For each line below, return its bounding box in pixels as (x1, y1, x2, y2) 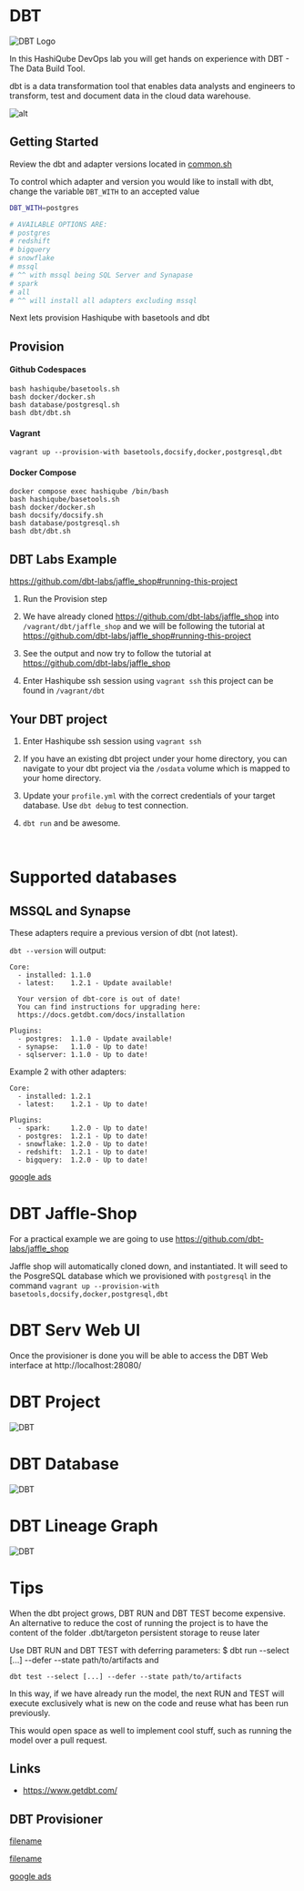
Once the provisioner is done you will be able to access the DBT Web (9, 1349, 269, 1361)
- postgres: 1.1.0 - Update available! (17, 1034, 173, 1043)
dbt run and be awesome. (22, 818, 121, 829)
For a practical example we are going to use (9, 1233, 174, 1244)
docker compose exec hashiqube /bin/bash (9, 487, 169, 496)
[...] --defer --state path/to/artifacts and (9, 1654, 159, 1665)
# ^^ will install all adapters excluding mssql (9, 296, 198, 305)
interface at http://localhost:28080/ (9, 1359, 142, 1370)
